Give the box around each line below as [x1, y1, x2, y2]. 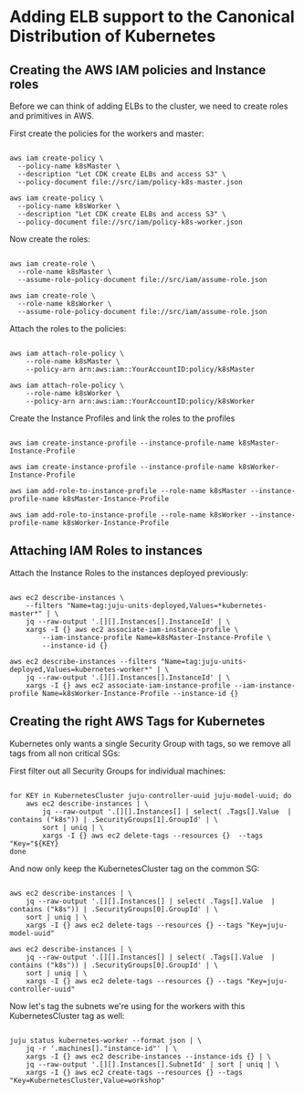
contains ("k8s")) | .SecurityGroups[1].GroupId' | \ [9, 815, 219, 824]
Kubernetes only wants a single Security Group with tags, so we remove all [9, 738, 291, 749]
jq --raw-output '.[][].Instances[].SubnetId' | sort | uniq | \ [26, 1059, 280, 1069]
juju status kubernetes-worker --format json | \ [9, 1036, 203, 1045]
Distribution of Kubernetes [9, 26, 216, 47]
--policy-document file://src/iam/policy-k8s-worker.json [17, 217, 244, 226]
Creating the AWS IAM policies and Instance [9, 62, 267, 78]
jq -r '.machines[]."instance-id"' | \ [26, 1044, 178, 1053]
